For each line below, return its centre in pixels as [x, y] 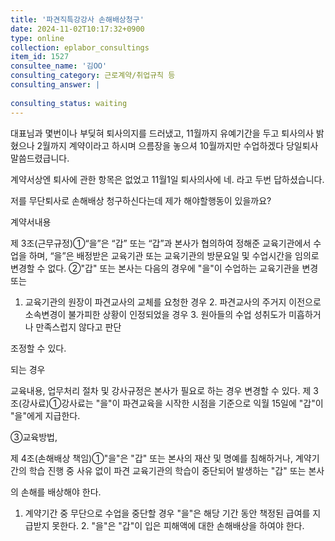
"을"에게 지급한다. [45, 415]
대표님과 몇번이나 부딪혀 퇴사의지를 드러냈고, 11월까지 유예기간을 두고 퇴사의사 [162, 133]
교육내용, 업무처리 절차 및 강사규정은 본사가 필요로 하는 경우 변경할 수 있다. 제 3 [164, 390]
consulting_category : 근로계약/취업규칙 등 [93, 76]
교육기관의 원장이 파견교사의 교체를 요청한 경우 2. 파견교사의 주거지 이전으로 [173, 302]
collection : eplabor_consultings [80, 47]
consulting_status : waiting [69, 103]
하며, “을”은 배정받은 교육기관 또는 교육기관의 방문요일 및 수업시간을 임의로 [174, 255]
